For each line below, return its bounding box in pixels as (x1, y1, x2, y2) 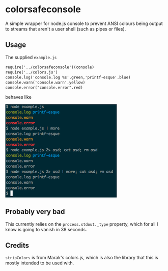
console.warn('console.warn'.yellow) (5, 80, 86, 85)
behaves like (5, 94, 32, 100)
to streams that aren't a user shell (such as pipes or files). (5, 25, 126, 32)
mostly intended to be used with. (5, 260, 74, 266)
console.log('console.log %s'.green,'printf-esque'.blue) (5, 75, 131, 80)
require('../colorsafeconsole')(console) (5, 65, 95, 70)
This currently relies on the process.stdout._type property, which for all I (5, 221, 158, 227)
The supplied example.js (5, 54, 57, 60)
